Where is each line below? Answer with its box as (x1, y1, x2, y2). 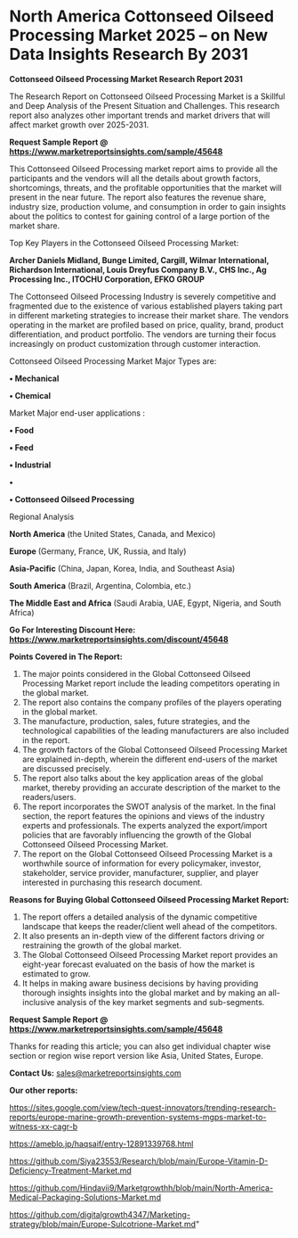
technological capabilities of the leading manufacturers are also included (21, 725, 289, 736)
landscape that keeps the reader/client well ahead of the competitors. (21, 920, 278, 931)
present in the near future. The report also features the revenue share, (9, 192, 267, 202)
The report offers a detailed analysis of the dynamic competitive (21, 912, 258, 922)
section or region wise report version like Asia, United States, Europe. (9, 1050, 264, 1061)
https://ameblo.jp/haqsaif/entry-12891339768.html (9, 1138, 194, 1149)
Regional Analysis (9, 511, 75, 522)
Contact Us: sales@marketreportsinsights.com (9, 1068, 182, 1078)
